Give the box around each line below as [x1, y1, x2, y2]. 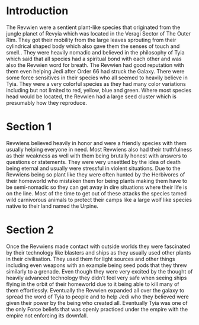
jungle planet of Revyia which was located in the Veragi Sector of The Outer [6, 30, 191, 37]
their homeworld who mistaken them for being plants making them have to [6, 177, 188, 184]
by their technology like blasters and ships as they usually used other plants [6, 249, 191, 256]
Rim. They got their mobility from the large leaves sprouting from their [6, 36, 176, 43]
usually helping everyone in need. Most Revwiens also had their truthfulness [6, 146, 192, 153]
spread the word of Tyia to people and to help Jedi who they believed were [6, 293, 190, 300]
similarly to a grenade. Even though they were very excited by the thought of [6, 268, 193, 275]
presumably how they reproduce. [6, 99, 88, 106]
